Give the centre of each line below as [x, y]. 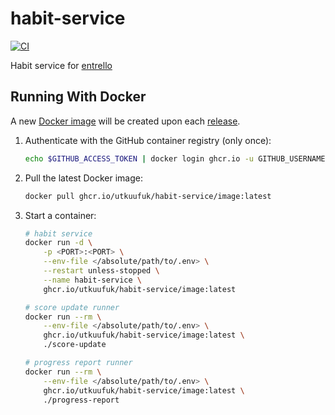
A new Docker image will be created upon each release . [125, 121]
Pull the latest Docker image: [83, 178]
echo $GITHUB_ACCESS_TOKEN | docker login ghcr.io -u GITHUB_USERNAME [175, 158]
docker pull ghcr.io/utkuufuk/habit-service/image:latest [148, 196]
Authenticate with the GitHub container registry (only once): [148, 140]
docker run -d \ [58, 243]
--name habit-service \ [92, 280]
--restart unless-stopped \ [101, 271]
